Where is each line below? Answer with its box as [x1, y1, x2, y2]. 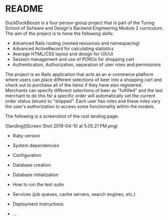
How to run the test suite [12, 181, 64, 187]
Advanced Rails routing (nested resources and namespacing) [12, 40, 140, 46]
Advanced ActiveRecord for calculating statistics [12, 45, 114, 51]
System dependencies [12, 142, 60, 149]
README [5, 3, 43, 15]
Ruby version [12, 132, 40, 138]
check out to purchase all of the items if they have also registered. [5, 82, 143, 88]
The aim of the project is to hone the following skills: [5, 30, 114, 36]
